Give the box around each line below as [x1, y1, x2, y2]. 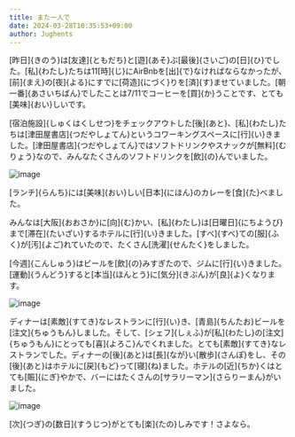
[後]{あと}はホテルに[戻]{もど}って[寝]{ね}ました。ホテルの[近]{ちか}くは [9, 361, 276, 371]
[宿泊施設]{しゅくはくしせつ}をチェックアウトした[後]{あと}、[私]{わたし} [9, 118, 279, 129]
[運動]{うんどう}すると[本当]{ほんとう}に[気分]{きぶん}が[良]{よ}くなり [9, 269, 268, 280]
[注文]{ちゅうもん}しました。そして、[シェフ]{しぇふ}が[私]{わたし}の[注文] [9, 327, 284, 338]
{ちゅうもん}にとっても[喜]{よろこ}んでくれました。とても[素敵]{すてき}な [9, 339, 279, 349]
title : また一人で [9, 12, 71, 22]
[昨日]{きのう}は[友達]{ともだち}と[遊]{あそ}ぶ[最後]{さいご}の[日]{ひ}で [9, 55, 273, 66]
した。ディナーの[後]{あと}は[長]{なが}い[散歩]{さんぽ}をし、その [47, 349, 286, 360]
